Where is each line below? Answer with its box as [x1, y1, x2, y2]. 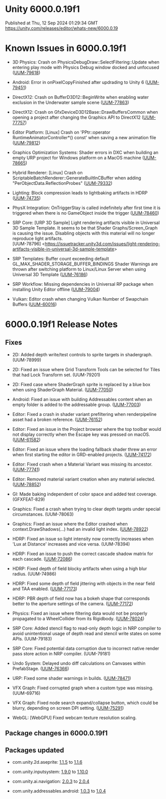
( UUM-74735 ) [12, 195, 41, 201]
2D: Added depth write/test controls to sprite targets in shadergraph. [12, 351, 153, 357]
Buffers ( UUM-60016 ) [12, 301, 57, 307]
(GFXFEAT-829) [12, 496, 45, 502]
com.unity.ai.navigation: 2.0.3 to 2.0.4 [12, 779, 90, 785]
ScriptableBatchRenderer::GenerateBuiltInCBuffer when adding [12, 175, 141, 181]
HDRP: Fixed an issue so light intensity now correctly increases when [12, 536, 154, 542]
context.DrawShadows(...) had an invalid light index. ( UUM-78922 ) [12, 526, 149, 532]
